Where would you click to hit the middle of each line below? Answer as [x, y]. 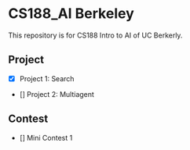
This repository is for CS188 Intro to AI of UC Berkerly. [95, 35]
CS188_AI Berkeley [71, 14]
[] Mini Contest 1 [46, 137]
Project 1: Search [47, 78]
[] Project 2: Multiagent [57, 94]
